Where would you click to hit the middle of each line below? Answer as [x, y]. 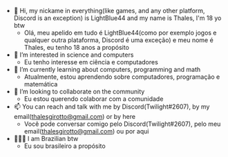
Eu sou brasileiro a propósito [65, 146]
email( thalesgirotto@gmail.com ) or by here [75, 117]
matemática [41, 84]
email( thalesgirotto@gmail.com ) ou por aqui [86, 131]
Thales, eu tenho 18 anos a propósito [77, 47]
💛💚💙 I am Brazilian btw [46, 139]
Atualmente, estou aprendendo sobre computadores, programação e [122, 77]
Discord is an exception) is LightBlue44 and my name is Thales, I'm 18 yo [117, 18]
